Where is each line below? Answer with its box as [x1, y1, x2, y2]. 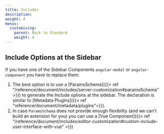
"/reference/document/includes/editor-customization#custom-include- [12, 118, 158, 124]
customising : [9, 26, 37, 31]
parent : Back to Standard [14, 30, 68, 35]
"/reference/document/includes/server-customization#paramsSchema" [12, 86, 159, 92]
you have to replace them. [26, 71, 80, 77]
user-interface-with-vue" [12, 124, 64, 130]
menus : [5, 21, 19, 26]
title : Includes [5, 7, 39, 12]
